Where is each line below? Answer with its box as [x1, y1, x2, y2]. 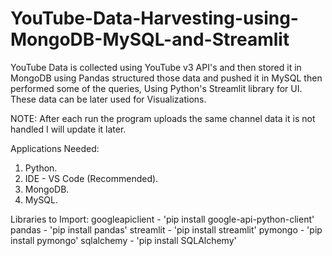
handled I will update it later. [10, 123, 127, 135]
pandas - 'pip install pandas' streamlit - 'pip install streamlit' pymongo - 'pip [10, 223, 323, 236]
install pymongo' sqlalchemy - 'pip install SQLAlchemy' [10, 234, 237, 246]
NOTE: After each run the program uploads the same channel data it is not [10, 112, 316, 124]
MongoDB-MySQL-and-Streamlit [10, 28, 290, 51]
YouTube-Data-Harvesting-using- [10, 7, 299, 30]
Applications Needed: [10, 142, 100, 154]
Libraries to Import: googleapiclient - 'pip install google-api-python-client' [10, 213, 315, 225]
